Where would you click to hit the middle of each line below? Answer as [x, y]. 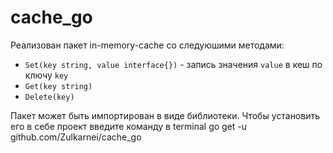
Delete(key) [49, 97]
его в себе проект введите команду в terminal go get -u [129, 126]
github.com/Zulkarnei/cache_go [76, 137]
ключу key [46, 75]
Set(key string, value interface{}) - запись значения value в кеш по [173, 64]
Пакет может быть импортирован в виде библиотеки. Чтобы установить [165, 115]
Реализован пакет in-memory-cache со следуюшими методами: [147, 45]
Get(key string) [58, 86]
